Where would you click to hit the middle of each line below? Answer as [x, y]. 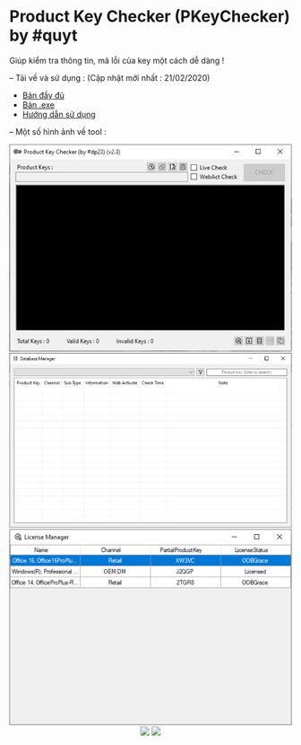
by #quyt [43, 35]
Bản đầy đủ [43, 95]
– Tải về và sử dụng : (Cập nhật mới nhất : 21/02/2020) [110, 77]
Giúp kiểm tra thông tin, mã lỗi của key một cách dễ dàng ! [117, 60]
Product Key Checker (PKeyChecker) [150, 17]
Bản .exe [39, 104]
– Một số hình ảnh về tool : [58, 131]
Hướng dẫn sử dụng [59, 114]
